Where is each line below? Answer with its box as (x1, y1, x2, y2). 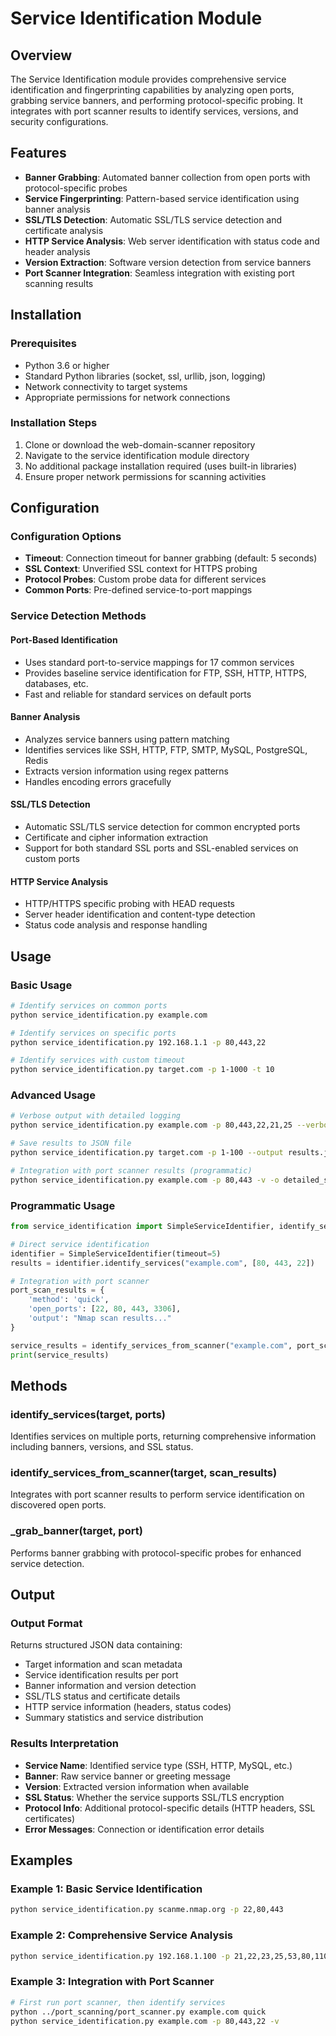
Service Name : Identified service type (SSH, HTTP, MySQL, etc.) (24, 1759, 293, 1771)
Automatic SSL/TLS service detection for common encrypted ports (24, 821, 301, 833)
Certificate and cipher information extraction (24, 832, 209, 844)
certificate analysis (24, 224, 104, 236)
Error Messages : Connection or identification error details (24, 1823, 265, 1835)
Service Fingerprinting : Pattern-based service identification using (24, 192, 300, 204)
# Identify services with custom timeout (10, 1055, 186, 1066)
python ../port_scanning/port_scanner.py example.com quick (10, 2007, 267, 2017)
